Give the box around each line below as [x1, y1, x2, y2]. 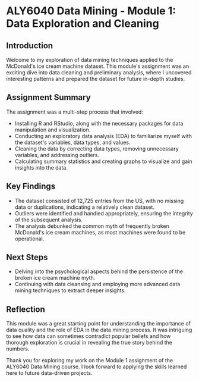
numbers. [6, 345, 30, 352]
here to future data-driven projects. [6, 370, 93, 377]
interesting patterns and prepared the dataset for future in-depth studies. [6, 76, 185, 82]
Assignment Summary [6, 92, 91, 102]
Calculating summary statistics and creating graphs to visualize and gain [14, 158, 192, 165]
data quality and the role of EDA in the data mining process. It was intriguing [6, 326, 192, 334]
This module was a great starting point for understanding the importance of [6, 320, 191, 327]
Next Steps [6, 252, 48, 262]
